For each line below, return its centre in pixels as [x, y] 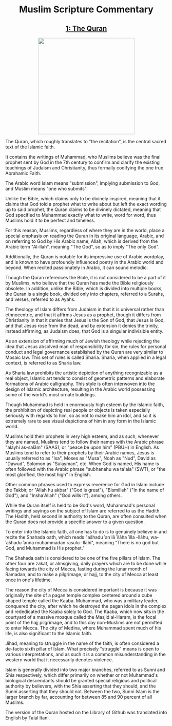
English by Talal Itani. [28, 718]
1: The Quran [86, 28]
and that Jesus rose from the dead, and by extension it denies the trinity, [82, 326]
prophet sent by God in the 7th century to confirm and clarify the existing [83, 162]
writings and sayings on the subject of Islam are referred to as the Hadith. [83, 511]
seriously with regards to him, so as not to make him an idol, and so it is [81, 415]
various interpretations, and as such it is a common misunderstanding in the [85, 654]
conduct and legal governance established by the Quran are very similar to [84, 352]
